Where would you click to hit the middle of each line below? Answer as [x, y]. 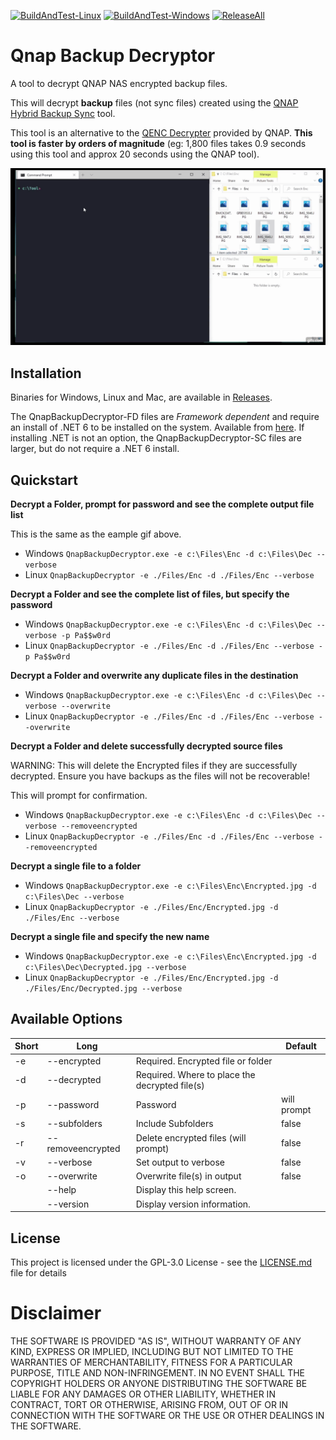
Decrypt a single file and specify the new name [110, 937]
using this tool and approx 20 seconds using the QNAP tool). [135, 154]
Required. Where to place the [195, 1074]
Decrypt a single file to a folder [76, 866]
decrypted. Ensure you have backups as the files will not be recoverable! [160, 776]
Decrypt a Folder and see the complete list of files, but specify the [150, 594]
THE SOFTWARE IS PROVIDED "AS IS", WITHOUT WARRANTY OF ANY [156, 1341]
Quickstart [44, 480]
